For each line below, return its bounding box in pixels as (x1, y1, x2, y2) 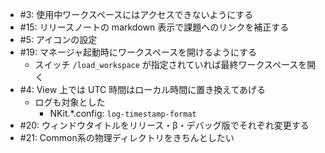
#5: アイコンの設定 (19, 34, 98, 45)
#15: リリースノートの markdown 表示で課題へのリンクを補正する (19, 21, 290, 33)
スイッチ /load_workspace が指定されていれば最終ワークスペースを (34, 59, 308, 70)
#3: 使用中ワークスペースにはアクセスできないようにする (19, 9, 254, 20)
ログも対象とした (34, 96, 106, 108)
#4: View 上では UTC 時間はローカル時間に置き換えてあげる (19, 84, 267, 95)
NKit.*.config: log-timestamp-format (49, 108, 197, 119)
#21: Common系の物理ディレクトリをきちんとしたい (19, 132, 235, 143)
